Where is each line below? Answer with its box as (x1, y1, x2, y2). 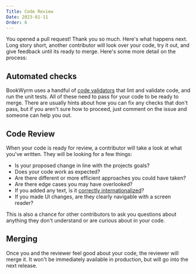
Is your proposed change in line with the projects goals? (14, 162, 150, 169)
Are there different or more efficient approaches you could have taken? (14, 174, 186, 181)
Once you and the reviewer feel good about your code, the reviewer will (6, 249, 179, 256)
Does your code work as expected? (14, 168, 101, 175)
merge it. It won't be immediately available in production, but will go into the (6, 256, 188, 263)
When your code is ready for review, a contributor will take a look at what (6, 144, 183, 151)
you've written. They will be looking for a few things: (6, 151, 132, 157)
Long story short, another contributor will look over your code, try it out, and (6, 42, 190, 49)
